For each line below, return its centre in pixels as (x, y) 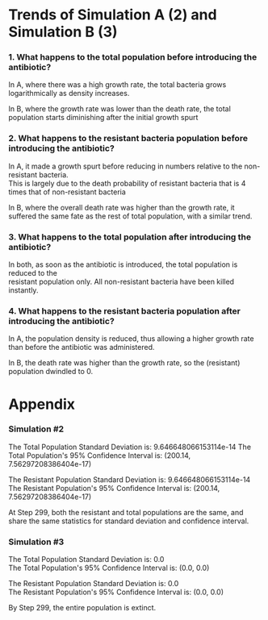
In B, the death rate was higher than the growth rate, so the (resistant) (124, 363)
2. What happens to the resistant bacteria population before (128, 139)
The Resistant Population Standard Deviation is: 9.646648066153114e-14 (130, 479)
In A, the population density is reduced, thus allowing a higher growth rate (131, 339)
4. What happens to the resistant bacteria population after (124, 311)
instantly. (23, 290)
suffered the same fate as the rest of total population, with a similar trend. (130, 216)
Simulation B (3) (63, 32)
